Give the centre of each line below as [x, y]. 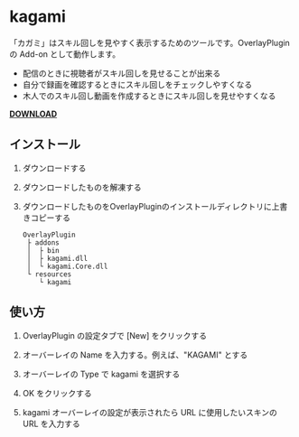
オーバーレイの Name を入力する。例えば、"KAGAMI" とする [135, 355]
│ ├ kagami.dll [57, 258]
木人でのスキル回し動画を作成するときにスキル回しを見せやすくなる [149, 96]
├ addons [43, 242]
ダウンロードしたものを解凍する [82, 187]
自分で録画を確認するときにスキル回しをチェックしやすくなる [137, 84]
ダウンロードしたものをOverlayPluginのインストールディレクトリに [147, 206]
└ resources [49, 274]
